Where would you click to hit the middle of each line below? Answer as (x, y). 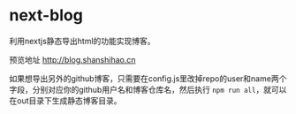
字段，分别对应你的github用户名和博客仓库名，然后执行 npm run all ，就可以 (148, 89)
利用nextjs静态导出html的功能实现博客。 (83, 41)
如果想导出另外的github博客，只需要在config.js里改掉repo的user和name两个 (148, 78)
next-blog (46, 15)
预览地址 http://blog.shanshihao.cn (72, 59)
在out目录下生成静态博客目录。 (65, 100)
